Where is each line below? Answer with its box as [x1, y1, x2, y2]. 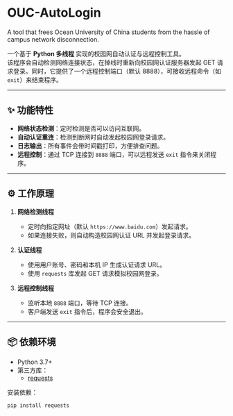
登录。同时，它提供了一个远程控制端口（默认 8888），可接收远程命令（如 [12, 67, 222, 75]
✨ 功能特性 [7, 104, 54, 116]
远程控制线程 [17, 283, 54, 292]
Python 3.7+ [17, 358, 53, 366]
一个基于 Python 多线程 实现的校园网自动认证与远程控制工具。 [7, 49, 186, 58]
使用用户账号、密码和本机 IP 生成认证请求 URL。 [27, 260, 166, 269]
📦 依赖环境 [7, 335, 57, 348]
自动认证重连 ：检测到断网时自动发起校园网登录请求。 [17, 133, 170, 141]
